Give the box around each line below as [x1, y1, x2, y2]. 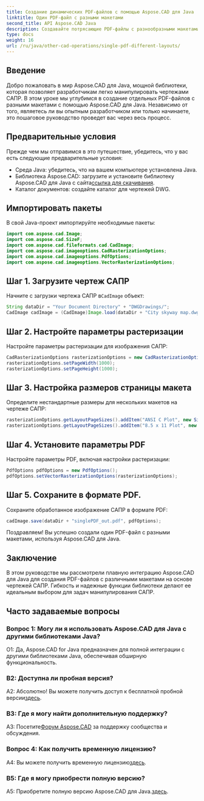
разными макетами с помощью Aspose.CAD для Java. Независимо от [6, 101, 188, 108]
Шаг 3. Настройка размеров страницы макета [6, 382, 192, 393]
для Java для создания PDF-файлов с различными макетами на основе [6, 576, 192, 583]
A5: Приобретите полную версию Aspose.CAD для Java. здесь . [6, 788, 169, 795]
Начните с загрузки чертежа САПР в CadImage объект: [6, 292, 144, 299]
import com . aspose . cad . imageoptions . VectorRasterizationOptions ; [6, 259, 175, 265]
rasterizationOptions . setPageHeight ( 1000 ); [6, 366, 118, 372]
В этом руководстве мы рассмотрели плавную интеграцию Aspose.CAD [6, 569, 194, 576]
